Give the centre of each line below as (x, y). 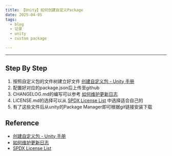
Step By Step (26, 69)
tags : (11, 19)
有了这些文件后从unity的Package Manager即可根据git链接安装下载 (82, 107)
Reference (22, 123)
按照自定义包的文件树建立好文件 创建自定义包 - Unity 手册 (73, 81)
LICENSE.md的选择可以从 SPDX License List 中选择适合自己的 (78, 100)
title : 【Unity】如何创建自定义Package (44, 10)
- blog (17, 24)
